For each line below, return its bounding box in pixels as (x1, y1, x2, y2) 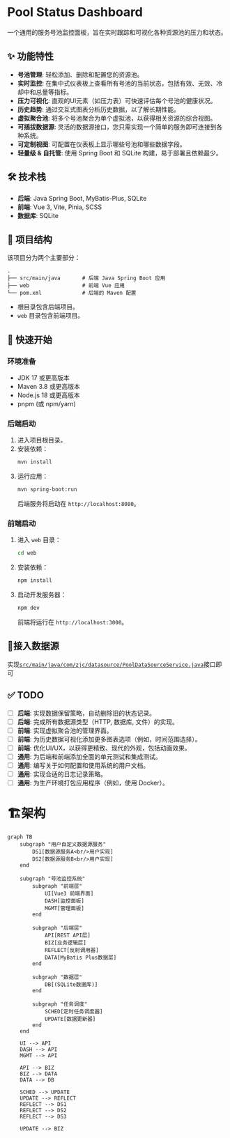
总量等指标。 (36, 88, 73, 96)
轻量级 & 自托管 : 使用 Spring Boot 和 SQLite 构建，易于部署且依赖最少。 (17, 148, 222, 157)
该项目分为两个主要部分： (7, 254, 81, 262)
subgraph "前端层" (32, 883, 82, 890)
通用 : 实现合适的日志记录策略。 (17, 770, 107, 778)
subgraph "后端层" (32, 925, 82, 932)
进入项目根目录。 (17, 436, 67, 445)
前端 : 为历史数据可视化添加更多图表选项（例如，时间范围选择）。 (17, 735, 201, 743)
